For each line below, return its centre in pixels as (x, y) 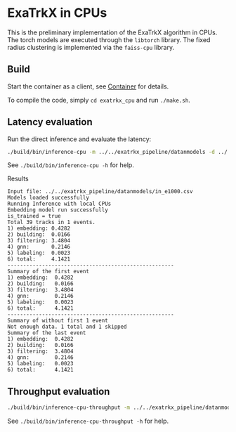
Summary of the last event (47, 333)
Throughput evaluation (59, 391)
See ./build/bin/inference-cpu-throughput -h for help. (88, 421)
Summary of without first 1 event (58, 321)
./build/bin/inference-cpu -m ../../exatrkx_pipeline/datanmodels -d (111, 152)
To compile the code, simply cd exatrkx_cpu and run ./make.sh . (99, 100)
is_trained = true (34, 216)
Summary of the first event (48, 272)
